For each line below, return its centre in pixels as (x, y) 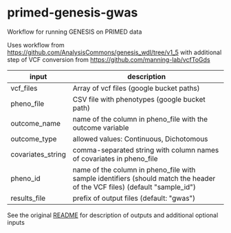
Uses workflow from (36, 45)
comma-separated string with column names (146, 150)
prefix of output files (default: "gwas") (134, 198)
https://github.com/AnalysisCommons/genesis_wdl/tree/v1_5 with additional (114, 52)
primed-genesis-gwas (73, 13)
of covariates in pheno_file (115, 158)
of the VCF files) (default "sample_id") (134, 187)
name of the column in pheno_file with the (140, 119)
